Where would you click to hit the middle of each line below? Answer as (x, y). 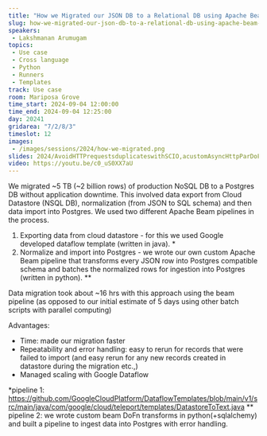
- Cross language (40, 60)
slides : (21, 156)
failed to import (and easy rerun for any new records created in (123, 358)
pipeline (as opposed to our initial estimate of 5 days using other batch (124, 302)
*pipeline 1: (27, 390)
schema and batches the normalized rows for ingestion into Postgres (132, 269)
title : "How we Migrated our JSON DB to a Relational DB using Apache (128, 16)
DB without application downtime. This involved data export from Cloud (125, 195)
